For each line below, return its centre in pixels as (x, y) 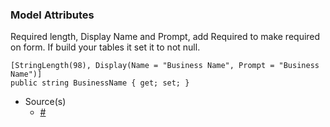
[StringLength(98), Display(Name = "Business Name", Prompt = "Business (165, 66)
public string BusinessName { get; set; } (100, 83)
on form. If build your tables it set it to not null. (105, 47)
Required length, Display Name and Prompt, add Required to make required (165, 37)
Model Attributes (52, 15)
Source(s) (45, 102)
